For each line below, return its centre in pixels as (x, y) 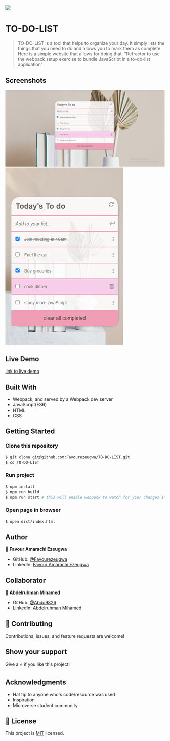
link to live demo (22, 371)
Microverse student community (45, 705)
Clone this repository (32, 446)
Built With (21, 387)
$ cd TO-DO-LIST (22, 462)
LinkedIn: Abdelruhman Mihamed (47, 608)
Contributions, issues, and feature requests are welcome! (65, 636)
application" (30, 64)
